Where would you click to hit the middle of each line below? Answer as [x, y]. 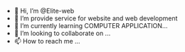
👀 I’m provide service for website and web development [96, 18]
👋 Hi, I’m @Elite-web [44, 11]
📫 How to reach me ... [47, 41]
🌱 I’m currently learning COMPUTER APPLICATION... [91, 26]
